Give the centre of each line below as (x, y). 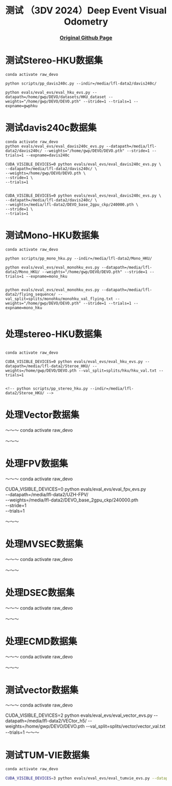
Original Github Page (86, 38)
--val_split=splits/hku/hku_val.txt (118, 370)
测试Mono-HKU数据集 (52, 236)
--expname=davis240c (48, 155)
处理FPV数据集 (37, 463)
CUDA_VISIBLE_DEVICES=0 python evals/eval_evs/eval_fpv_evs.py (76, 489)
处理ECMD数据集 (41, 641)
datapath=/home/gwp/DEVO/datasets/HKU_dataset (56, 97)
